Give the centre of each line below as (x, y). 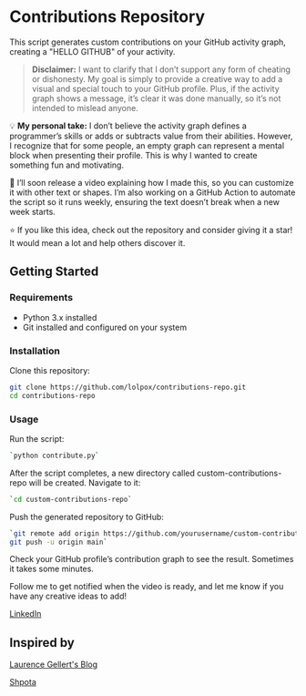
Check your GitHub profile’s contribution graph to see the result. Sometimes (152, 559)
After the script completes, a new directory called (102, 473)
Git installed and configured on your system (105, 327)
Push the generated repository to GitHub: (87, 517)
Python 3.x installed (60, 317)
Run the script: (37, 438)
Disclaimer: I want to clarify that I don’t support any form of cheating (161, 69)
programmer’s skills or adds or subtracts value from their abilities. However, (151, 136)
